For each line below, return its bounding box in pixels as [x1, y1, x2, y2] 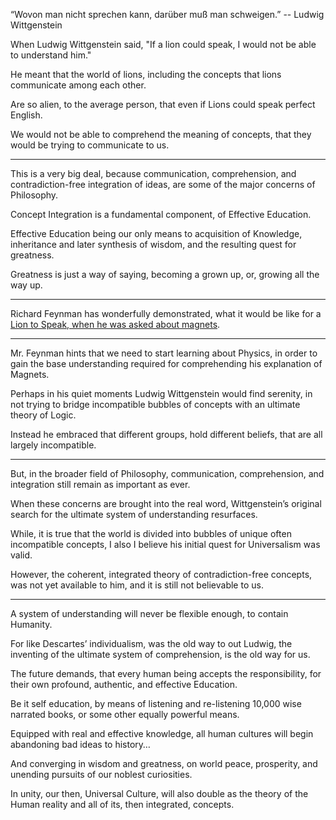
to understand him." [10, 49, 92, 61]
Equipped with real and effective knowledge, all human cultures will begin [10, 728, 314, 739]
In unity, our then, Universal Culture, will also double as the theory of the [10, 788, 309, 799]
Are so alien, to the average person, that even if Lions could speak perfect [10, 99, 316, 110]
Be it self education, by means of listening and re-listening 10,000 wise [10, 698, 302, 709]
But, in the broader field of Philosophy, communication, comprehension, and [10, 468, 325, 479]
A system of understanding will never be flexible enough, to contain [10, 608, 289, 619]
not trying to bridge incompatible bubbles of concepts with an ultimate [10, 399, 301, 410]
